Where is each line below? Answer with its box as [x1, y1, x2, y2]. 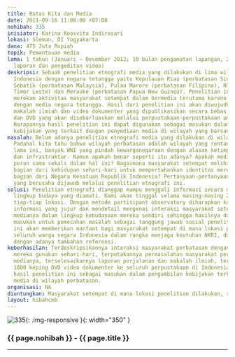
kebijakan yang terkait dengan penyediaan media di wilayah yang [13, 127, 208, 134]
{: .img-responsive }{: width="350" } [25, 316, 131, 324]
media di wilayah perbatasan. [13, 277, 101, 284]
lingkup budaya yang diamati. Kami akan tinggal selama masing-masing [13, 192, 224, 199]
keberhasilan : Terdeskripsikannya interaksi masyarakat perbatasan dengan [7, 244, 230, 252]
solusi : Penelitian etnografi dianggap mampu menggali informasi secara [7, 186, 224, 193]
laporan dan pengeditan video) [13, 62, 105, 69]
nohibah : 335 [7, 23, 45, 30]
